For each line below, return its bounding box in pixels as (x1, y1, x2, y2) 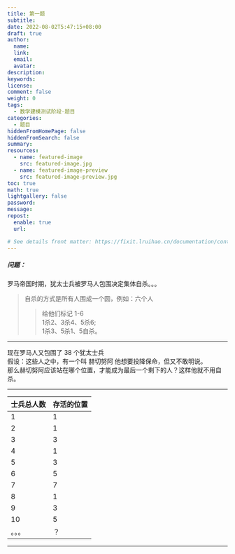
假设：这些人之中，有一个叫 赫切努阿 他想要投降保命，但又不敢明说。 (7, 357, 207, 365)
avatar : (13, 62, 36, 69)
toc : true (7, 180, 36, 187)
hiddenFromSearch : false (7, 134, 80, 141)
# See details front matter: (7, 238, 92, 245)
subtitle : (7, 17, 36, 24)
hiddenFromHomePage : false (7, 128, 86, 135)
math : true (7, 187, 39, 194)
